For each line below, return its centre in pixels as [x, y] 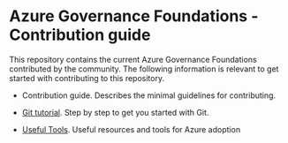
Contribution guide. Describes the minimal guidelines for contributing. [149, 95]
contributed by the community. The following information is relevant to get [144, 69]
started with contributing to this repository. [87, 78]
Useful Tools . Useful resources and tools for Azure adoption [131, 129]
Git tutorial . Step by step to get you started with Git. [115, 112]
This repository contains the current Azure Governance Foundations [133, 59]
